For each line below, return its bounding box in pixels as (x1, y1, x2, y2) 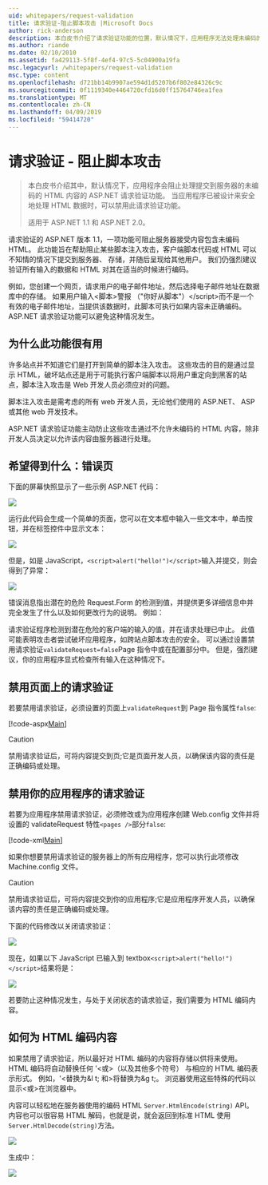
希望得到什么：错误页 (8, 459, 113, 473)
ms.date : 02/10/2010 (8, 49, 77, 57)
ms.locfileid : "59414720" (8, 116, 94, 124)
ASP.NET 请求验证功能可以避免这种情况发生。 (8, 311, 160, 320)
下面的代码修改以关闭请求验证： (8, 921, 113, 931)
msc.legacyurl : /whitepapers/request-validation (8, 64, 173, 72)
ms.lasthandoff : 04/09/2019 (8, 109, 102, 117)
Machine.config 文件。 (8, 862, 83, 872)
